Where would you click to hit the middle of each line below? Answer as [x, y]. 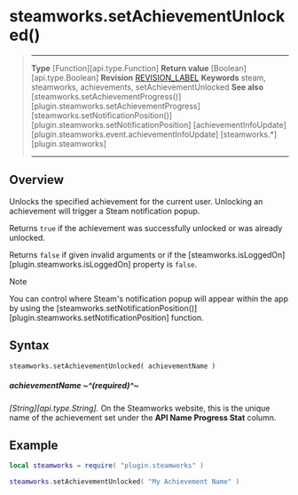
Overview [37, 180]
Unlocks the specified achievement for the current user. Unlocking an [136, 201]
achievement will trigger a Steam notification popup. [105, 211]
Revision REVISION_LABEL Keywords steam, [183, 77]
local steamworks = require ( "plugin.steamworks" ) [106, 466]
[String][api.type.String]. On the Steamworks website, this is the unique [140, 408]
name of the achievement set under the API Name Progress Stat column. [143, 417]
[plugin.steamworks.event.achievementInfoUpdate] [125, 134]
